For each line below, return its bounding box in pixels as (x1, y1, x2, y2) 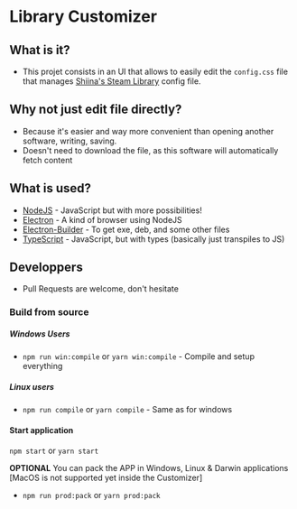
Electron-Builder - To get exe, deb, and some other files (22, 224, 230, 235)
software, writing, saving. (22, 135, 117, 146)
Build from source (9, 306, 89, 319)
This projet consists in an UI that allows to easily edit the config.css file (22, 66, 289, 77)
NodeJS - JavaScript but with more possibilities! (22, 205, 203, 216)
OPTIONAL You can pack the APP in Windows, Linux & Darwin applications (9, 462, 289, 473)
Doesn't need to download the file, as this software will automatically (22, 144, 279, 155)
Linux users (9, 381, 54, 392)
